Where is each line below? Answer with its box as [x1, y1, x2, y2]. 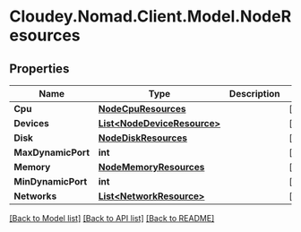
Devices [13, 117, 49, 129]
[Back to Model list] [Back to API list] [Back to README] [9, 213, 215, 223]
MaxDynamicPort [13, 146, 90, 159]
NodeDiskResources [98, 132, 188, 144]
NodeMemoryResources [98, 161, 205, 173]
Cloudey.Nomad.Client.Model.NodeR [9, 6, 292, 27]
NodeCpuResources [98, 103, 186, 115]
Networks [13, 190, 57, 202]
